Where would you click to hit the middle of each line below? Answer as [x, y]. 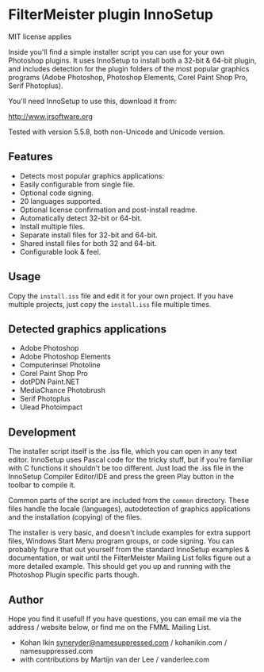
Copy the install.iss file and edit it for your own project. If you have [121, 296]
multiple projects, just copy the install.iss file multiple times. [110, 304]
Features [31, 157]
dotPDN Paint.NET [50, 382]
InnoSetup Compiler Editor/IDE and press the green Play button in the [121, 477]
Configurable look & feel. [60, 252]
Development [42, 432]
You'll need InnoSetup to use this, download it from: [93, 101]
